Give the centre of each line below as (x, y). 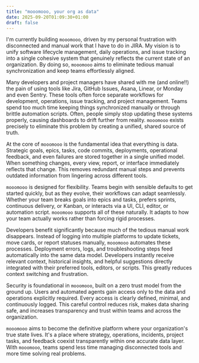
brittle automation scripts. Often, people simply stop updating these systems (99, 114)
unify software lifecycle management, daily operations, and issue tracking (96, 52)
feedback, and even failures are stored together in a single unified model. (96, 157)
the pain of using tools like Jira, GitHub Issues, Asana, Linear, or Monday (95, 89)
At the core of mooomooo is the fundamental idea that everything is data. (92, 144)
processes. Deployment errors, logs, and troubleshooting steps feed (89, 249)
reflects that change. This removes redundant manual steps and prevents (96, 169)
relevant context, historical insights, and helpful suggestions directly (89, 262)
